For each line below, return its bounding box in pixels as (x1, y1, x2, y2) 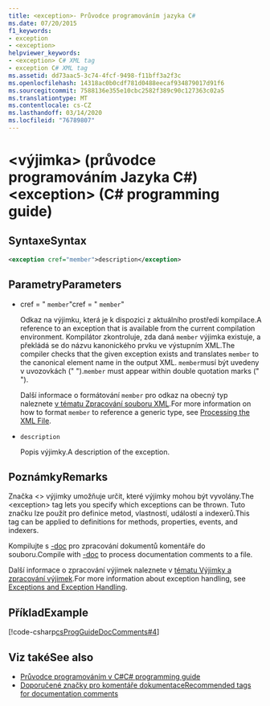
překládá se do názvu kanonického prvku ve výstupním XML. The (19, 340, 235, 350)
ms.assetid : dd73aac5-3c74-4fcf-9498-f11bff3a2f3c (8, 72, 182, 80)
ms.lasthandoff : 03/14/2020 (8, 109, 103, 117)
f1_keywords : (8, 27, 52, 35)
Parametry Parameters (8, 278, 122, 292)
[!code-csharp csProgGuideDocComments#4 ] (8, 627, 160, 637)
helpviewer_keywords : (8, 49, 81, 57)
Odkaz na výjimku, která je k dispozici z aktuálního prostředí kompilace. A (19, 314, 262, 324)
